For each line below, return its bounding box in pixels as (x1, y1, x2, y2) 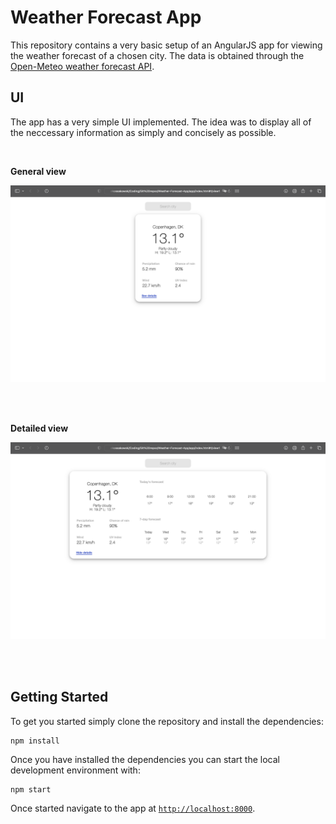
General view (10, 165, 67, 177)
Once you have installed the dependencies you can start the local (10, 753, 280, 765)
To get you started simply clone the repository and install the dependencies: (10, 715, 324, 727)
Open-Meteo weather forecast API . (10, 60, 155, 72)
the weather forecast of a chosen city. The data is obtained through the (10, 49, 305, 61)
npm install (10, 736, 60, 746)
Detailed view (10, 422, 69, 434)
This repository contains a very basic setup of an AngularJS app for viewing (10, 39, 323, 51)
